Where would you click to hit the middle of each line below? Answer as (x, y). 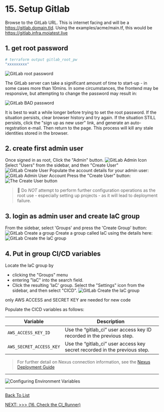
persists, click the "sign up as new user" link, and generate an (67, 123)
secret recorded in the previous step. (107, 349)
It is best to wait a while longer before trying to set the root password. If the (81, 112)
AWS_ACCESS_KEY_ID (29, 333)
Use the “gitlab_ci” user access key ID (108, 329)
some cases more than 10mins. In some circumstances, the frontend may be (82, 88)
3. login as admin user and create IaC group (72, 216)
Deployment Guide (36, 367)
